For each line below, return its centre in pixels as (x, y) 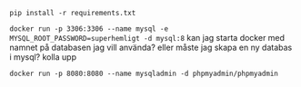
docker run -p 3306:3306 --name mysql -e (89, 29)
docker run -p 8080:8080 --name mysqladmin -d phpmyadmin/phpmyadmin (144, 73)
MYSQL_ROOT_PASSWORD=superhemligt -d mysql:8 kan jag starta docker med (147, 38)
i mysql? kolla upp (43, 57)
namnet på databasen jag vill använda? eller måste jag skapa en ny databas (151, 47)
